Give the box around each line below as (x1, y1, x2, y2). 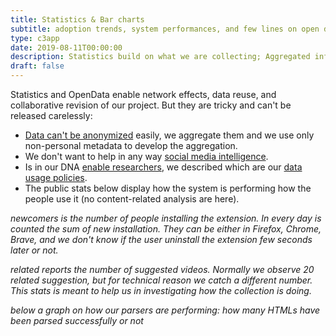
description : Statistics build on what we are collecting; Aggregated (10, 52, 311, 62)
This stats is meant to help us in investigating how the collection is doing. (10, 285, 312, 296)
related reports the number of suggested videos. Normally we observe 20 (10, 264, 315, 275)
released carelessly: (10, 110, 93, 121)
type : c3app (10, 33, 60, 43)
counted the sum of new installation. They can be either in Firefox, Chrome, (10, 223, 322, 235)
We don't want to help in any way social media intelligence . (24, 151, 269, 162)
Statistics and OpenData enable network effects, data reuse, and (10, 89, 277, 100)
